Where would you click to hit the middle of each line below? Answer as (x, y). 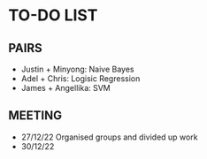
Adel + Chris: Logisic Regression (80, 79)
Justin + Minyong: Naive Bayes (77, 69)
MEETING (35, 116)
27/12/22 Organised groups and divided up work (109, 137)
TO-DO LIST (53, 15)
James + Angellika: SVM (66, 88)
